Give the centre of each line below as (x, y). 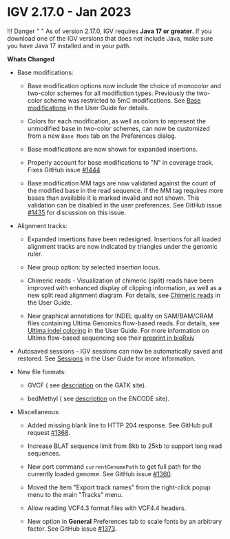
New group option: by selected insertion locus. (94, 267)
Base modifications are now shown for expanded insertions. (113, 149)
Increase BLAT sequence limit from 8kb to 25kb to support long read (125, 446)
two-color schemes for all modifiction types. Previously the (111, 93)
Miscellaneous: (39, 411)
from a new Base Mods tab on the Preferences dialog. (102, 136)
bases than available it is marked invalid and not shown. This (113, 198)
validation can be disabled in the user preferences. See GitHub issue (125, 205)
